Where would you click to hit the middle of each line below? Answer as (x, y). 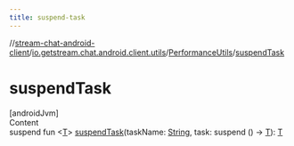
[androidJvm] (34, 113)
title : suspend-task (48, 17)
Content (24, 122)
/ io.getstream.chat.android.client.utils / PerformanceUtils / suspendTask (157, 52)
